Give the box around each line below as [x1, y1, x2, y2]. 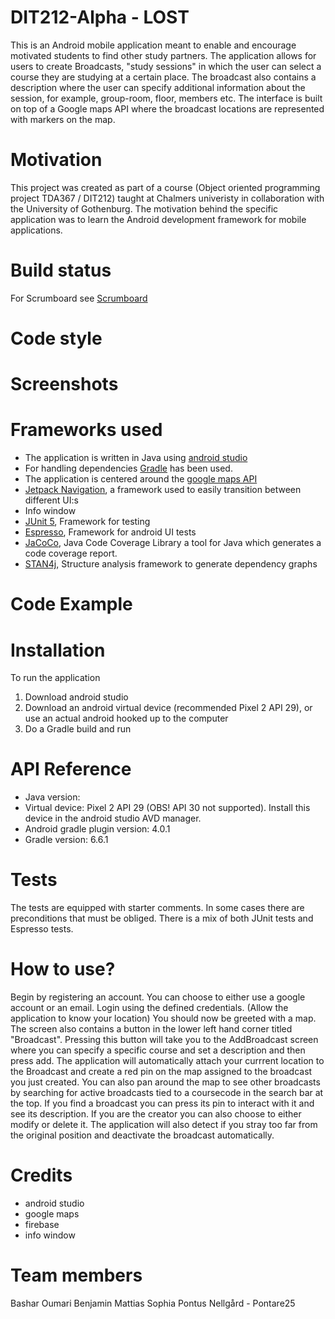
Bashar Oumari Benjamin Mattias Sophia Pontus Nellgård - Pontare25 [10, 1297, 296, 1309]
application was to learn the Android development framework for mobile [10, 213, 307, 225]
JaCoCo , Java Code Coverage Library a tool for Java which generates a [24, 537, 322, 549]
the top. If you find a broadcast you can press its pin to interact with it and [10, 1097, 315, 1110]
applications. [10, 224, 63, 236]
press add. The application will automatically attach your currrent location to [10, 1055, 325, 1067]
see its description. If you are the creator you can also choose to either [10, 1108, 302, 1120]
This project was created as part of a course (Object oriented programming [10, 181, 321, 193]
